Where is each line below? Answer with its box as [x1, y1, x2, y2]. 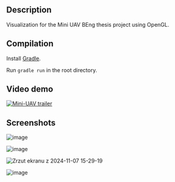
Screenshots [6, 118, 56, 128]
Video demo [6, 84, 53, 95]
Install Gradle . [6, 55, 41, 62]
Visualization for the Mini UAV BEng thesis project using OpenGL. [6, 21, 170, 28]
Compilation [6, 39, 53, 49]
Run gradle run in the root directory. [6, 66, 97, 73]
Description [6, 5, 52, 15]
